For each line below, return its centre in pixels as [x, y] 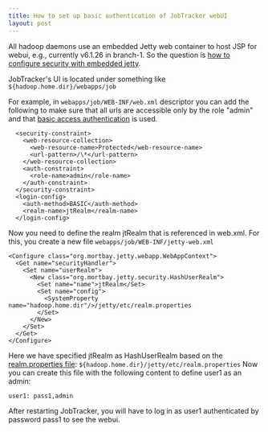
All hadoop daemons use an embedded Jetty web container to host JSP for [133, 46]
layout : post [30, 23]
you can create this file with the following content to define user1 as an [125, 372]
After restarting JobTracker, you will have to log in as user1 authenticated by [134, 410]
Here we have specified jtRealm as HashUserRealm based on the [116, 356]
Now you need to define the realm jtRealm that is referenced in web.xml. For [134, 232]
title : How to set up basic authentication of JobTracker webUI [118, 16]
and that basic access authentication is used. [83, 118]
